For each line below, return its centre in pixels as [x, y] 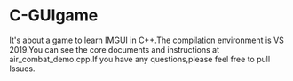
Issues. [22, 69]
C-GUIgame [54, 16]
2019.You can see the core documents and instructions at [115, 49]
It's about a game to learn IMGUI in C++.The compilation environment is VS [146, 40]
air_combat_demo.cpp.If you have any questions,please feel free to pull [140, 59]
